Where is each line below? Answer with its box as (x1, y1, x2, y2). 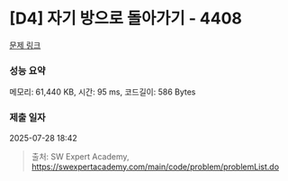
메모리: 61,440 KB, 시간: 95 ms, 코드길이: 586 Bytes (9, 86, 196, 97)
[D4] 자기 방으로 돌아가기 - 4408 (9, 8, 243, 29)
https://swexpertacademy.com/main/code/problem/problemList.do (31, 161, 280, 172)
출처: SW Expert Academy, (31, 150, 130, 162)
